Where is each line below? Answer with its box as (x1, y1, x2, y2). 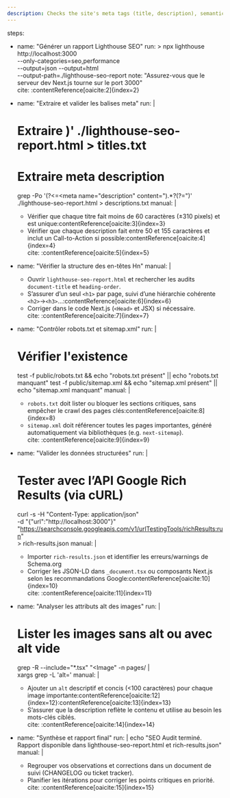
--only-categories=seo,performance (16, 56, 120, 65)
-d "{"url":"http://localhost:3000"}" (16, 517, 116, 525)
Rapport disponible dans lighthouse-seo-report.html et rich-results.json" (16, 740, 222, 749)
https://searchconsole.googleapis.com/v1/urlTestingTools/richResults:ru (20, 525, 224, 533)
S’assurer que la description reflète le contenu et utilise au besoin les (27, 706, 222, 714)
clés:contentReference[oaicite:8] (112, 406, 205, 414)
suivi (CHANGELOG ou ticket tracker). (27, 769, 134, 777)
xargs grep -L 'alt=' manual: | (16, 671, 100, 679)
